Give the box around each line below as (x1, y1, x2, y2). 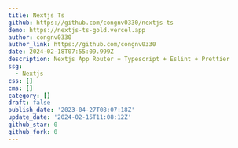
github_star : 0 (8, 121, 58, 128)
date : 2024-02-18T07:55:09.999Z (8, 48, 114, 56)
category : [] (8, 92, 51, 99)
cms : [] (8, 84, 34, 92)
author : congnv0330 (8, 33, 72, 42)
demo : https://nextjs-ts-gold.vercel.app (8, 26, 146, 34)
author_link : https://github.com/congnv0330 (8, 41, 156, 49)
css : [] (8, 77, 34, 85)
